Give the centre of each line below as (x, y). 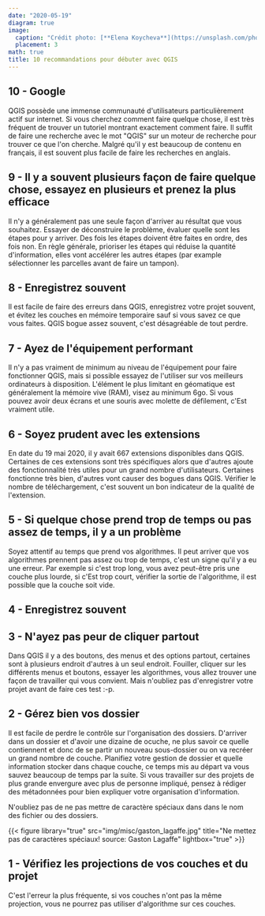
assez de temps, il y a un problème (95, 533)
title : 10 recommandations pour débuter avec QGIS (93, 60)
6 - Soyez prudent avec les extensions (104, 434)
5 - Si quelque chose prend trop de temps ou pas (130, 520)
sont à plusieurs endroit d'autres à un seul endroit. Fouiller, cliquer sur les (127, 663)
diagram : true (32, 23)
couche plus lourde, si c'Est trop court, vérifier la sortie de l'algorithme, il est (132, 576)
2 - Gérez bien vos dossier (74, 714)
